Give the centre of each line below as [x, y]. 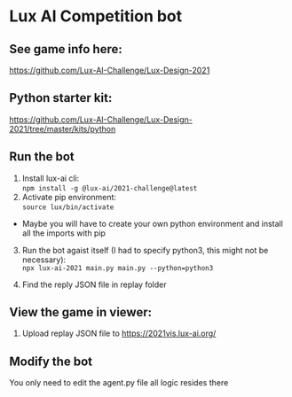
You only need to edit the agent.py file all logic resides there [119, 383]
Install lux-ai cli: [51, 178]
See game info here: [66, 49]
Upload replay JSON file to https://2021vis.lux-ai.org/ [119, 333]
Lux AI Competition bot [96, 16]
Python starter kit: [61, 98]
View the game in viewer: [81, 312]
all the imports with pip [64, 233]
